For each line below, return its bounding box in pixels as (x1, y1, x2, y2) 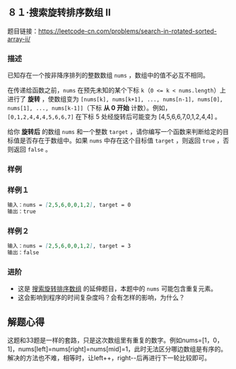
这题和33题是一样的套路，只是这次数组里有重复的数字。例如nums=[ (7, 336, 205, 344)
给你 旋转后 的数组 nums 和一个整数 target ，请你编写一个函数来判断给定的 (7, 128, 223, 136)
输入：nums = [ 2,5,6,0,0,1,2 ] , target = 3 (7, 243, 131, 250)
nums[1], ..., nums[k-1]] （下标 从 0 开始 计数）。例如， (7, 104, 172, 112)
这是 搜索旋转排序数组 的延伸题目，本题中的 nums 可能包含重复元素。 (17, 284, 218, 293)
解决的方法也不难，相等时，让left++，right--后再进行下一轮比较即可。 (7, 353, 211, 362)
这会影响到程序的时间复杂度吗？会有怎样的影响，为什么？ (17, 294, 185, 302)
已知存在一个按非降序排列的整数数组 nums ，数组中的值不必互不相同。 (7, 71, 210, 80)
